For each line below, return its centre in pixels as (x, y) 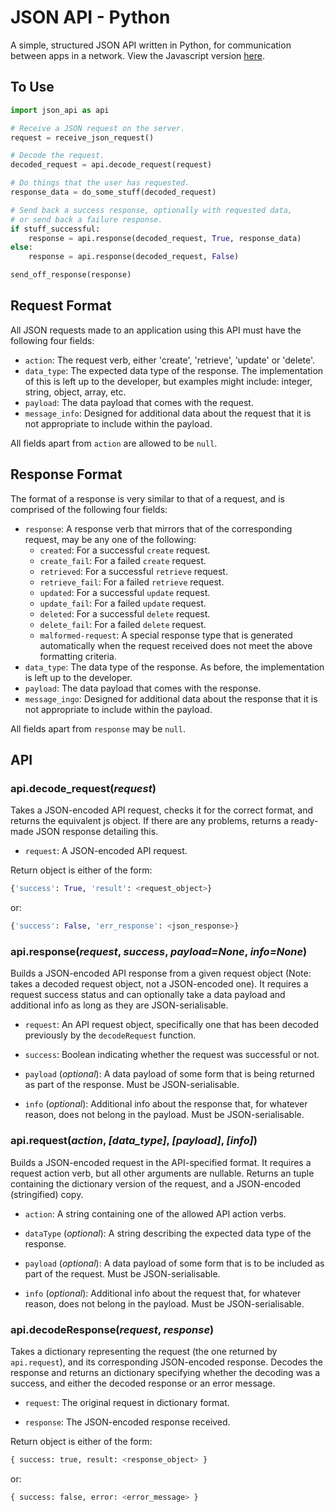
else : (21, 247)
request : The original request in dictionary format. (127, 1402)
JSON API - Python (90, 17)
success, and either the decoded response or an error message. (143, 1383)
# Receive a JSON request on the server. (98, 128)
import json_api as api (60, 110)
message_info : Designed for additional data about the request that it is (168, 413)
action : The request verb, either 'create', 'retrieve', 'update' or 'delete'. (170, 360)
